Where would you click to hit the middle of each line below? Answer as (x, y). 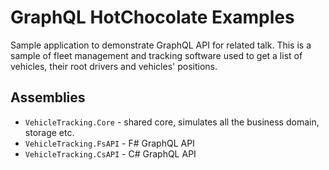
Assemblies (48, 97)
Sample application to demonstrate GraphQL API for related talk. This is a (161, 45)
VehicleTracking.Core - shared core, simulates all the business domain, (172, 122)
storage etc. (49, 132)
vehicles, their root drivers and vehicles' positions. (114, 66)
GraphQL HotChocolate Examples (152, 17)
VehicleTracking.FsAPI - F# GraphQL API (109, 143)
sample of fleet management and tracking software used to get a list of (156, 55)
